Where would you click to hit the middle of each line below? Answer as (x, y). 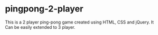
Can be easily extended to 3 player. (40, 27)
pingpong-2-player (44, 9)
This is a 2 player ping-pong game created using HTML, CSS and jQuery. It (79, 22)
